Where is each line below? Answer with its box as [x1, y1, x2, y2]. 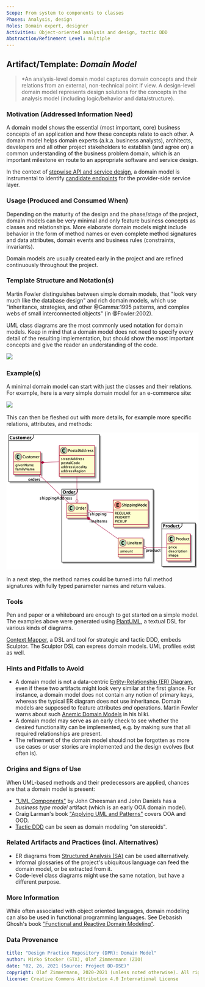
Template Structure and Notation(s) [6, 276, 114, 285]
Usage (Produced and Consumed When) [6, 196, 129, 205]
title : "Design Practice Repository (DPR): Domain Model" [6, 950, 157, 956]
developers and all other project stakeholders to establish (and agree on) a [6, 144, 194, 151]
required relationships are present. [15, 730, 103, 738]
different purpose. [15, 878, 61, 886]
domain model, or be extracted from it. [15, 865, 112, 872]
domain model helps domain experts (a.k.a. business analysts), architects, [6, 137, 193, 144]
